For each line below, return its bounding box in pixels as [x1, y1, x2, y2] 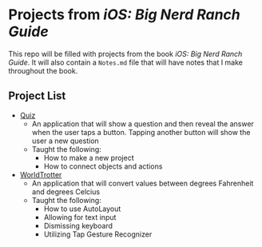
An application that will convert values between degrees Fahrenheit [31, 178, 254, 188]
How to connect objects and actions [43, 161, 163, 171]
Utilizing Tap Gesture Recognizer [43, 229, 153, 239]
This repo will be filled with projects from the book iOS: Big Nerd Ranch [8, 49, 243, 58]
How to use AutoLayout [43, 204, 121, 213]
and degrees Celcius [31, 186, 101, 197]
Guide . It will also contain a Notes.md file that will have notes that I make [8, 58, 244, 67]
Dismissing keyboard [43, 221, 113, 230]
